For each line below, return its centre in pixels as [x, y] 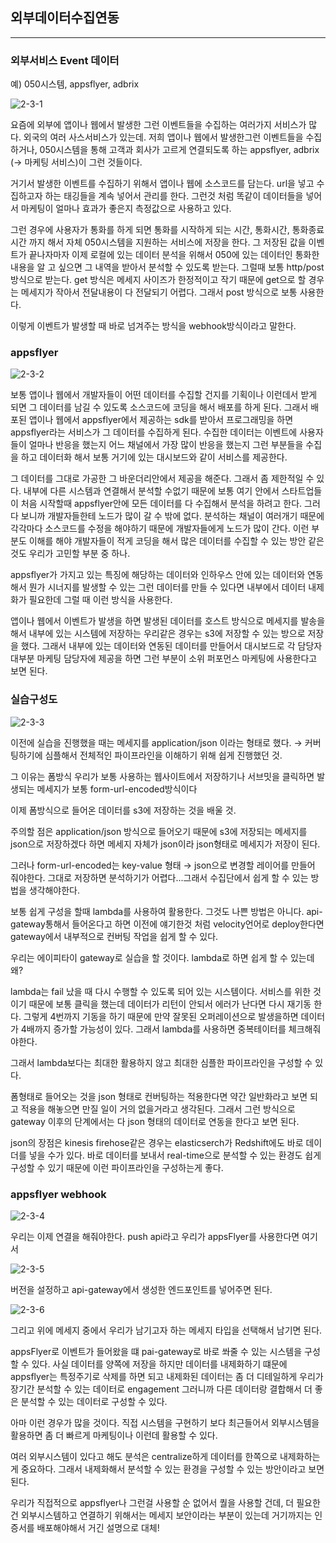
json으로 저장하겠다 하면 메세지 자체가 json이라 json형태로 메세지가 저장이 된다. [165, 844]
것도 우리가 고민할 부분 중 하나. [70, 554]
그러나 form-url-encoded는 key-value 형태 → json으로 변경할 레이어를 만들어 [163, 865]
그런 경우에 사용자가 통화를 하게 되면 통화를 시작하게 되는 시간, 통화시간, [150, 230]
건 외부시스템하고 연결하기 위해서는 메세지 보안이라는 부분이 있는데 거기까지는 [161, 1515]
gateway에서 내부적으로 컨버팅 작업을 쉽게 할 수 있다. [114, 936]
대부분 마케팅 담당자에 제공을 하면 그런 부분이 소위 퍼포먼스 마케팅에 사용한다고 [164, 659]
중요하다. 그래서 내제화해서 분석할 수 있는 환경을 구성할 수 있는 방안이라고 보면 [172, 1469]
